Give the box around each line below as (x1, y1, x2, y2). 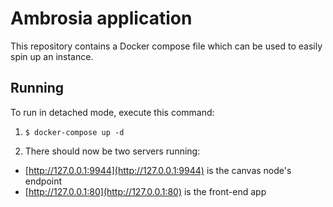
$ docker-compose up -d (24, 127, 125, 137)
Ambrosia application (10, 7, 193, 30)
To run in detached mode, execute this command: (10, 106, 215, 118)
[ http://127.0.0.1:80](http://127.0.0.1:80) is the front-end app (24, 185, 267, 197)
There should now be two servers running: (24, 145, 201, 157)
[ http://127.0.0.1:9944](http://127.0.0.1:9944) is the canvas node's (24, 164, 292, 176)
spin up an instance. (10, 50, 94, 62)
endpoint (24, 175, 63, 187)
